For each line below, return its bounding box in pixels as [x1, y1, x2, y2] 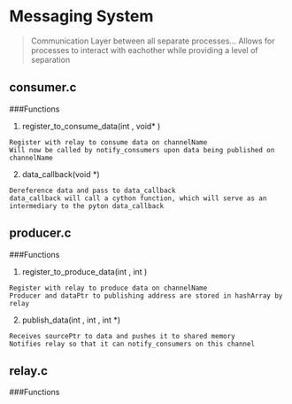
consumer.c [9, 80, 77, 95]
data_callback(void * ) [21, 168, 100, 179]
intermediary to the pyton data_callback [9, 201, 165, 210]
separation [30, 54, 71, 65]
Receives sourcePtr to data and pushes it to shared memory [9, 331, 236, 340]
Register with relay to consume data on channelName [9, 137, 208, 147]
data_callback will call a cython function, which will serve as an [9, 193, 267, 203]
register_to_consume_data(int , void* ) [21, 120, 161, 131]
